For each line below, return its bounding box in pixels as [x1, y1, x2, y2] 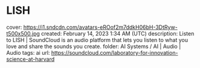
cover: [6, 23, 22, 31]
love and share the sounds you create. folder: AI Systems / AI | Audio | [6, 43, 181, 50]
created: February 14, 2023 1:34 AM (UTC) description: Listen [41, 29, 195, 37]
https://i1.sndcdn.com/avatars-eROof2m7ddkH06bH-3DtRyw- [23, 23, 178, 31]
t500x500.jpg [6, 29, 40, 37]
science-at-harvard [6, 55, 55, 63]
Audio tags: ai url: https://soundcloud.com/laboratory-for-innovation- [6, 49, 178, 56]
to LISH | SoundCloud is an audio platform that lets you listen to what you [6, 36, 189, 43]
